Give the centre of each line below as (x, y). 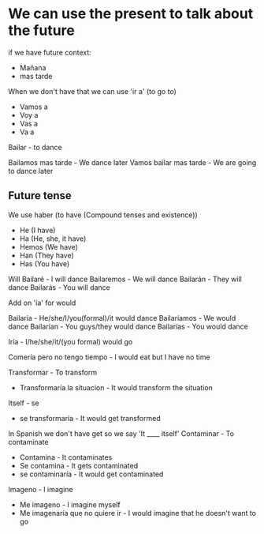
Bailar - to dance (35, 147)
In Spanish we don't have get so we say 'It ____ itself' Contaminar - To (121, 433)
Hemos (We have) (49, 246)
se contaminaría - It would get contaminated (91, 474)
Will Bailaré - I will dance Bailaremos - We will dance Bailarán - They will (125, 279)
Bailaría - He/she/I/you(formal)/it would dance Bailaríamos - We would (122, 318)
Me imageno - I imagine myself (70, 504)
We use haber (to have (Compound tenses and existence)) (103, 215)
